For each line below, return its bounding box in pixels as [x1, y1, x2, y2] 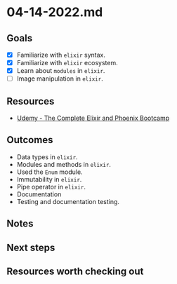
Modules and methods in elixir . [16, 160, 112, 168]
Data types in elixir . [16, 152, 78, 161]
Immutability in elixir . [16, 175, 82, 183]
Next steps [6, 241, 55, 253]
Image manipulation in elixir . [16, 74, 103, 83]
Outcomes [6, 134, 53, 146]
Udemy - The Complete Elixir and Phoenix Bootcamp [16, 114, 170, 123]
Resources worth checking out [6, 266, 144, 278]
